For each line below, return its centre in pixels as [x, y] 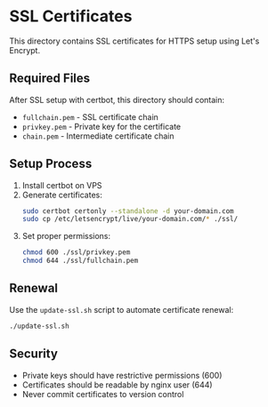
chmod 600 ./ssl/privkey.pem [76, 252]
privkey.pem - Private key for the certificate [101, 126]
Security [33, 354]
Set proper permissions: [66, 236]
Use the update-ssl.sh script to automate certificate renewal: [122, 309]
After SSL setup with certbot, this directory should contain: [117, 100]
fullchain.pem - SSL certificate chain [90, 116]
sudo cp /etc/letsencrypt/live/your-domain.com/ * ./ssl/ [130, 219]
